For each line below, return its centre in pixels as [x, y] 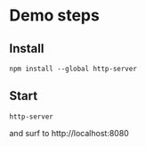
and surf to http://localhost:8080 [69, 133]
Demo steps [54, 16]
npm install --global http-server [73, 69]
